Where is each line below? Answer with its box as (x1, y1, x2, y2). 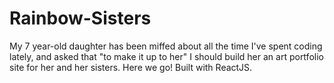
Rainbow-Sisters (9, 7, 152, 30)
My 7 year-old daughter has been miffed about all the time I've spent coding (9, 40, 323, 52)
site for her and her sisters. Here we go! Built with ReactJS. (9, 61, 253, 73)
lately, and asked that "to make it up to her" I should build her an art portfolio (9, 50, 324, 62)
